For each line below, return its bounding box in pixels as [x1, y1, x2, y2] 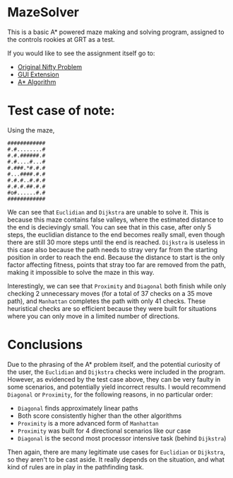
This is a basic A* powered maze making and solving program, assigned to [7, 28, 225, 36]
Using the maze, [7, 125, 55, 135]
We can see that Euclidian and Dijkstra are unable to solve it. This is [7, 207, 210, 216]
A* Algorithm [17, 77, 56, 86]
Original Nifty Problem [17, 62, 83, 71]
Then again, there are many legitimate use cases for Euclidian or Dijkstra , [7, 448, 226, 456]
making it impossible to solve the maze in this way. [7, 268, 155, 276]
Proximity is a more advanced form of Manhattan [17, 419, 159, 427]
